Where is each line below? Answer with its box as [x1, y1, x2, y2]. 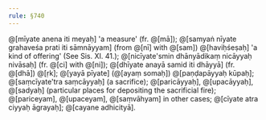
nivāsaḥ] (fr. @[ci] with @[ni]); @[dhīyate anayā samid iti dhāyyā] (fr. [8, 60, 235, 69]
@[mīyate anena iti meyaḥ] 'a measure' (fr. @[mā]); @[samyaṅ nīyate [8, 34, 237, 43]
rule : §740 [8, 11, 45, 20]
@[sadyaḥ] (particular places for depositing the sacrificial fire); [8, 85, 217, 95]
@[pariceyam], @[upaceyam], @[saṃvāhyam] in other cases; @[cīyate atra [8, 93, 259, 103]
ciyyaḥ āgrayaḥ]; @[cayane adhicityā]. [8, 102, 137, 112]
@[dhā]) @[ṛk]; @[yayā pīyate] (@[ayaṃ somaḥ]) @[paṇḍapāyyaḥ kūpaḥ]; [8, 68, 255, 77]
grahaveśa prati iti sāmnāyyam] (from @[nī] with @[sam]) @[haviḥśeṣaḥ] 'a [8, 42, 258, 52]
